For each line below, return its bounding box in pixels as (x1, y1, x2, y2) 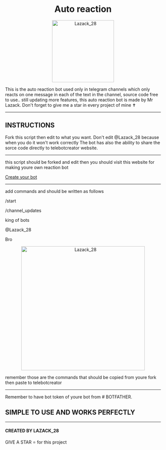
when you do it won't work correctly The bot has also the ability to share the (5, 139, 161, 145)
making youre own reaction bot (5, 164, 69, 170)
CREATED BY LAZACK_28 (5, 428, 59, 434)
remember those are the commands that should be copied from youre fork (5, 374, 157, 380)
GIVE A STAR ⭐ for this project (5, 439, 67, 445)
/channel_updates (5, 207, 41, 213)
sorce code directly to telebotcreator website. (5, 145, 98, 151)
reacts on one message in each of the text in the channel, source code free (5, 91, 158, 97)
